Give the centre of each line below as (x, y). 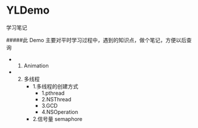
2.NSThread (56, 99)
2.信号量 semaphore (58, 119)
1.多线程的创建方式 (55, 86)
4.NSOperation (60, 112)
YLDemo (28, 10)
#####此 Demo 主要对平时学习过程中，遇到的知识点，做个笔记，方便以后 (96, 40)
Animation (36, 65)
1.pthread (53, 93)
